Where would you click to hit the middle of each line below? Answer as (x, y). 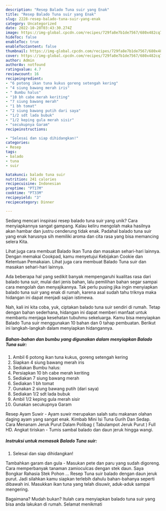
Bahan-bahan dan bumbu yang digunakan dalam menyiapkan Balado (79, 340)
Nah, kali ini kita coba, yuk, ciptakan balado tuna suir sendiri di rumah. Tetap (83, 307)
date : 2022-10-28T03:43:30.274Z (39, 28)
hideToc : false (21, 38)
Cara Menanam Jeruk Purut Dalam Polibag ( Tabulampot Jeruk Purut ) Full (81, 424)
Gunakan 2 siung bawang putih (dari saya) (56, 388)
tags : (11, 152)
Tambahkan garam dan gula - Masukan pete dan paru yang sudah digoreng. (83, 463)
